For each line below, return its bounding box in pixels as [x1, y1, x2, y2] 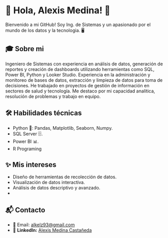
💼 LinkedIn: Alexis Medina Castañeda [12, 227, 92, 233]
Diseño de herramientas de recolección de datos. [12, 174, 117, 180]
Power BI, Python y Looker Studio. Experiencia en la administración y [5, 72, 151, 78]
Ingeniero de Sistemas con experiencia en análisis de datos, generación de [5, 61, 163, 67]
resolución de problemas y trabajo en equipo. [5, 93, 101, 99]
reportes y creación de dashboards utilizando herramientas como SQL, [5, 66, 155, 72]
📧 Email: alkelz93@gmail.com [12, 222, 75, 228]
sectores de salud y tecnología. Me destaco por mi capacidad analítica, [5, 88, 155, 94]
